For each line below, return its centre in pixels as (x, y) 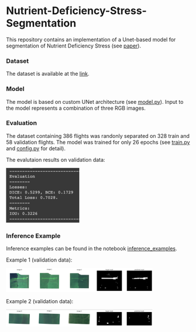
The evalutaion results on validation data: (56, 160)
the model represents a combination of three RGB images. (76, 108)
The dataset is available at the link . (48, 74)
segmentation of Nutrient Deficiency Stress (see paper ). (74, 46)
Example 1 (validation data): (39, 260)
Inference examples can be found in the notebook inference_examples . (92, 249)
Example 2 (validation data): (40, 301)
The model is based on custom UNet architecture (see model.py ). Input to (95, 101)
